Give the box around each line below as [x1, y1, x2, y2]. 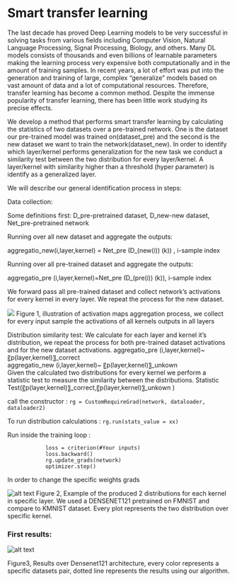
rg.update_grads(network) [45, 457, 122, 464]
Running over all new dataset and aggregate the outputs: [7, 232, 173, 241]
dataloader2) [7, 404, 46, 411]
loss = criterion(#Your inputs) [45, 444, 141, 451]
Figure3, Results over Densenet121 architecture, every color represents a [7, 559, 219, 568]
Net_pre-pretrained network [7, 218, 90, 227]
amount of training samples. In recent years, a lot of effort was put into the [7, 66, 224, 74]
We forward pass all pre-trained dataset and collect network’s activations [7, 287, 221, 295]
